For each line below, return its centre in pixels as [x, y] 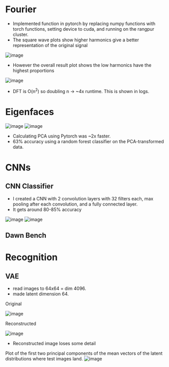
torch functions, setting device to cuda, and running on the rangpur [83, 29]
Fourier [21, 9]
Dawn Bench [26, 235]
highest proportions [33, 71]
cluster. [20, 34]
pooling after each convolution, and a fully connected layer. [75, 204]
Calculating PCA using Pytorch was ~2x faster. [62, 136]
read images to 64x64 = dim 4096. [50, 288]
